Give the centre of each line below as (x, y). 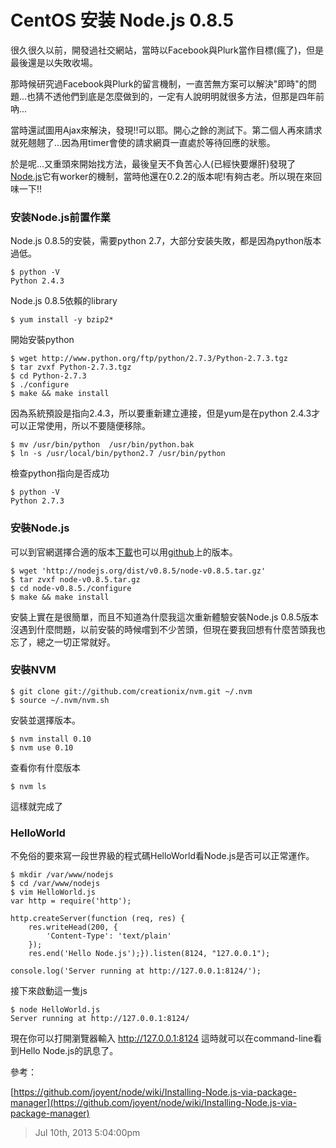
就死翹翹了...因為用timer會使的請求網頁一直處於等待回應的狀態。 (143, 142)
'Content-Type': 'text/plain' (109, 936)
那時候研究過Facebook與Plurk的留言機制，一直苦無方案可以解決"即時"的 (159, 83)
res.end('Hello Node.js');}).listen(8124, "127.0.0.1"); (149, 954)
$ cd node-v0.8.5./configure (71, 588)
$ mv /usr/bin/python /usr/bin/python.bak (102, 445)
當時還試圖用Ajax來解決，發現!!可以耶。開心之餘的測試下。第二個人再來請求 (166, 130)
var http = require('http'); (71, 901)
